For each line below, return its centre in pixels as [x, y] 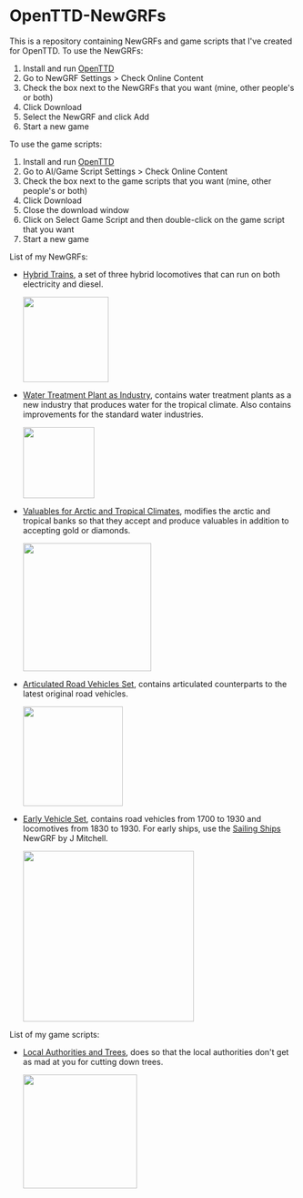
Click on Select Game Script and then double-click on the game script [153, 219]
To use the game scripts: [56, 144]
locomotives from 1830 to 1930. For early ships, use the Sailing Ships [151, 828]
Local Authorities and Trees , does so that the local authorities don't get [156, 1051]
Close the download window [76, 209]
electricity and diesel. [63, 284]
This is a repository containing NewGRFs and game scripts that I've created [151, 41]
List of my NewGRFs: [49, 257]
